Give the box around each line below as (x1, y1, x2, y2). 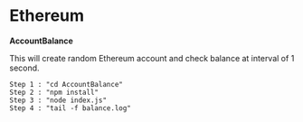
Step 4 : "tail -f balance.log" (9, 103, 131, 113)
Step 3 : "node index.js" (9, 96, 107, 105)
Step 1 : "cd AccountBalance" (9, 80, 124, 89)
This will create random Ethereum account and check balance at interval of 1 (9, 52, 295, 63)
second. (9, 62, 40, 73)
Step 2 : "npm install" (9, 88, 99, 97)
